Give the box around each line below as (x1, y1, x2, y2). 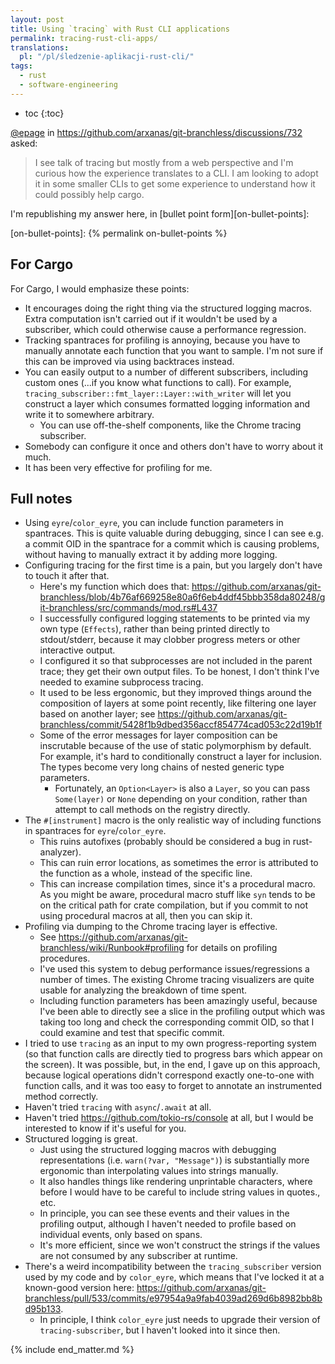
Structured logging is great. (24, 1133, 138, 1145)
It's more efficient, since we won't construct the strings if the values (39, 1239, 321, 1251)
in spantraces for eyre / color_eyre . (24, 825, 167, 837)
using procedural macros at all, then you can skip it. (39, 910, 253, 922)
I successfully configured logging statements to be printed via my (39, 612, 311, 625)
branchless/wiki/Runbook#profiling (39, 942, 185, 954)
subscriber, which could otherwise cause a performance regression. (24, 323, 307, 335)
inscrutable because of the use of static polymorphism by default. (39, 740, 312, 752)
